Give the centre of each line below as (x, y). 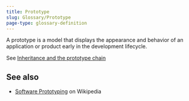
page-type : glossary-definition (46, 23)
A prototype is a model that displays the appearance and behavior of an (95, 40)
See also (22, 77)
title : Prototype (28, 12)
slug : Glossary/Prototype (38, 17)
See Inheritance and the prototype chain (56, 58)
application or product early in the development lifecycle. (77, 46)
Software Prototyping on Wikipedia (58, 91)
